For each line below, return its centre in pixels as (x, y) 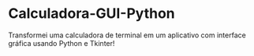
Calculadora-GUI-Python (92, 14)
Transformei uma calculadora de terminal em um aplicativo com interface (127, 35)
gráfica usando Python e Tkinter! (62, 43)
